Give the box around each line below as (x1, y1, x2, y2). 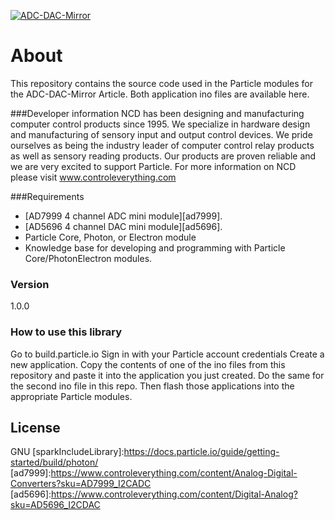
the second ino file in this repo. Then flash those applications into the (10, 380, 295, 392)
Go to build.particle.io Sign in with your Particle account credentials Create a (10, 348, 325, 360)
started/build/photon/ (10, 456, 99, 469)
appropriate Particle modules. (10, 390, 133, 402)
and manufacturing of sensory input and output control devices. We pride (10, 128, 313, 140)
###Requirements (10, 190, 85, 202)
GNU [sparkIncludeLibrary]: (10, 446, 125, 458)
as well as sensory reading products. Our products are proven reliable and (10, 150, 317, 162)
